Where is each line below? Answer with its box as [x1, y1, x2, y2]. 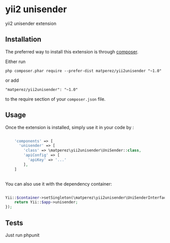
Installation [5, 35, 41, 44]
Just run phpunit [5, 232, 39, 238]
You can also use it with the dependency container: [5, 180, 112, 187]
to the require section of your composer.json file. [5, 96, 106, 102]
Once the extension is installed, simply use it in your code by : [5, 124, 134, 130]
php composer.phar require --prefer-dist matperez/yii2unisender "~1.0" [5, 68, 162, 73]
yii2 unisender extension [5, 20, 57, 26]
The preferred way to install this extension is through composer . [5, 48, 139, 54]
